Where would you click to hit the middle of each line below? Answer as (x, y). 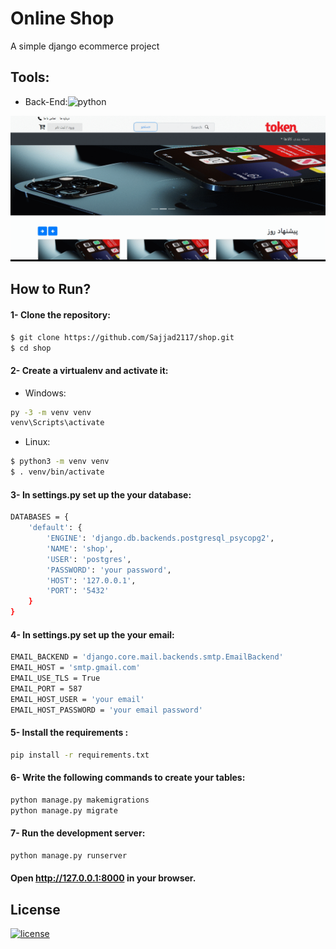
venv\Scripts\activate (57, 423)
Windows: (45, 393)
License (35, 909)
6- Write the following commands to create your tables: (128, 778)
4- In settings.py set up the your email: (92, 634)
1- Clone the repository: (60, 315)
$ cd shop (31, 348)
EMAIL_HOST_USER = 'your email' (77, 699)
